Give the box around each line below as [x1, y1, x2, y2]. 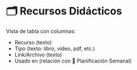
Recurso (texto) [14, 39, 52, 46]
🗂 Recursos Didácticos [6, 5, 122, 18]
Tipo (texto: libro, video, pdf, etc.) [14, 45, 95, 52]
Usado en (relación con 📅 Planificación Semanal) [14, 57, 132, 64]
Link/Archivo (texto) [14, 51, 62, 58]
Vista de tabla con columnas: [6, 27, 76, 35]
